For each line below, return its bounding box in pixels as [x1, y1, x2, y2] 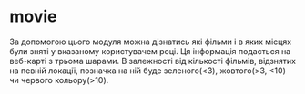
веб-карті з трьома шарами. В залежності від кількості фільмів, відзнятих [9, 55, 297, 66]
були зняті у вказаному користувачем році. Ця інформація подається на [9, 45, 291, 56]
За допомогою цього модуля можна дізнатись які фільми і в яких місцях [9, 36, 292, 47]
